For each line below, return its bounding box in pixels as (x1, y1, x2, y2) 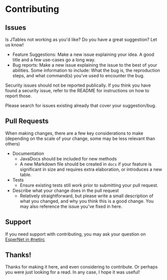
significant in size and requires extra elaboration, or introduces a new (19, 166, 163, 172)
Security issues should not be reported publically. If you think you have (5, 82, 151, 88)
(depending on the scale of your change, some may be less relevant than (5, 136, 156, 141)
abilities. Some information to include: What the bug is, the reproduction (12, 67, 161, 73)
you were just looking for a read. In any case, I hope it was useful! (5, 269, 140, 275)
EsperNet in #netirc (5, 236, 45, 242)
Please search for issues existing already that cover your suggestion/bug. (5, 103, 157, 108)
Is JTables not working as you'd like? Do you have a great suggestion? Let (5, 36, 158, 42)
